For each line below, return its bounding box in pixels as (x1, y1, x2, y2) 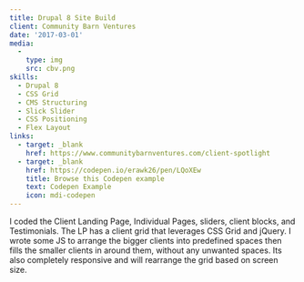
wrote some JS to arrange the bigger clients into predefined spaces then (9, 236, 282, 246)
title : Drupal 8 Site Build (9, 13, 117, 23)
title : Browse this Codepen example (25, 174, 166, 183)
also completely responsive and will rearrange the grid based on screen (9, 255, 279, 265)
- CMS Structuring (17, 97, 88, 107)
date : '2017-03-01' (9, 30, 84, 39)
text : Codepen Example (25, 183, 112, 192)
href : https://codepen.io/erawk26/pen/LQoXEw (25, 166, 202, 175)
